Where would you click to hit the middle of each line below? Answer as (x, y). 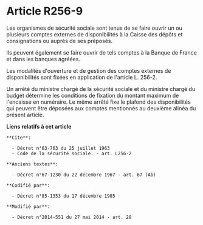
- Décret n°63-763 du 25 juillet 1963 (61, 148)
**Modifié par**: (28, 207)
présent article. (25, 115)
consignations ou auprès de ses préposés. (60, 41)
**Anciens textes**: (33, 164)
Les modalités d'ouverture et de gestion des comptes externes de (89, 70)
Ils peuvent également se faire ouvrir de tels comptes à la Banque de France (102, 52)
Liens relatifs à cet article (39, 126)
